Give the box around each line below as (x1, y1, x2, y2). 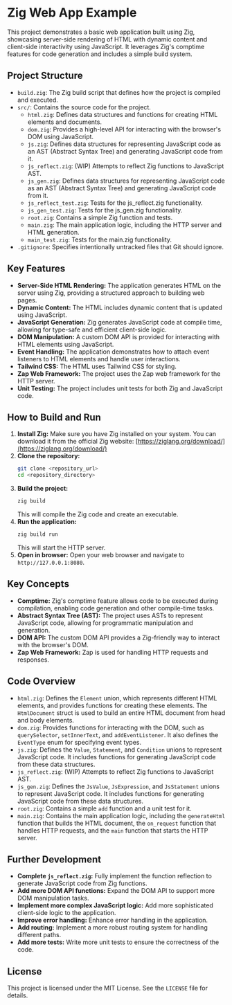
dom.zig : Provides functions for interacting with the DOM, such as (17, 723, 204, 732)
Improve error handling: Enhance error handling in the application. (17, 916, 208, 925)
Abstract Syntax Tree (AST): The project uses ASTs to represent (17, 611, 203, 619)
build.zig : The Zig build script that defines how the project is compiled (17, 88, 221, 96)
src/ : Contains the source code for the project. (17, 102, 151, 111)
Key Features (7, 263, 66, 275)
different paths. (17, 931, 62, 939)
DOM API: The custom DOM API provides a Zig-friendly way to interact (17, 633, 220, 642)
